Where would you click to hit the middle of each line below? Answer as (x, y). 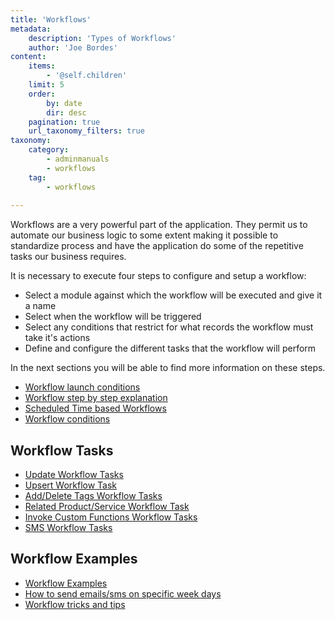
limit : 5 (46, 85)
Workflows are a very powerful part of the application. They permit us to (159, 225)
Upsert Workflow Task (71, 485)
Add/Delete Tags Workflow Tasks (93, 496)
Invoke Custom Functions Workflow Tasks (111, 517)
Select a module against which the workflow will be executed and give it (173, 295)
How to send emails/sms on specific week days (123, 593)
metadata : (31, 29)
